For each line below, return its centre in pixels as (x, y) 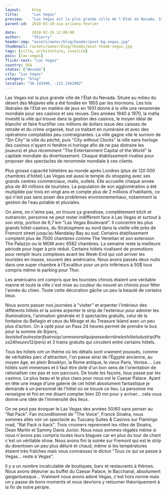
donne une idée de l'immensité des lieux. (47, 399)
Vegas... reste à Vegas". (30, 456)
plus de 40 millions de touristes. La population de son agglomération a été (81, 186)
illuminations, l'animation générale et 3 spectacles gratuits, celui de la (76, 316)
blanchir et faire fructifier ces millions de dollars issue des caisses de (76, 124)
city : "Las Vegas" (24, 74)
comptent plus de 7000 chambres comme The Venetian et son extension (80, 238)
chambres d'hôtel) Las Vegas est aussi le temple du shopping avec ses (78, 176)
